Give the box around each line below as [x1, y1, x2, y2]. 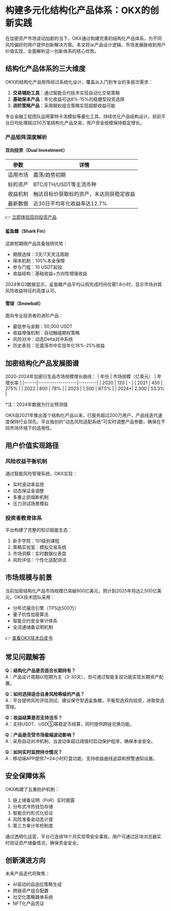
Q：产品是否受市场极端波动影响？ [5, 732, 76, 738]
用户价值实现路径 [5, 441, 59, 450]
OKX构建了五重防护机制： [5, 786, 60, 792]
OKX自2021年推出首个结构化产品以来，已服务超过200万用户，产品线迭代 [5, 412, 158, 419]
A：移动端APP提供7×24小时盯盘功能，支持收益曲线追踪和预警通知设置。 [5, 755, 158, 761]
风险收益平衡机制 [5, 458, 47, 465]
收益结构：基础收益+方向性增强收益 [12, 271, 88, 277]
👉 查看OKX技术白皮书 [5, 635, 53, 641]
